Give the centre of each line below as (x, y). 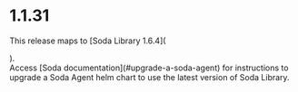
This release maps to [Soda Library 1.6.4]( (88, 41)
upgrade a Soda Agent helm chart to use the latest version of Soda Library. (149, 77)
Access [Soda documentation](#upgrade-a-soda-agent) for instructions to (149, 68)
